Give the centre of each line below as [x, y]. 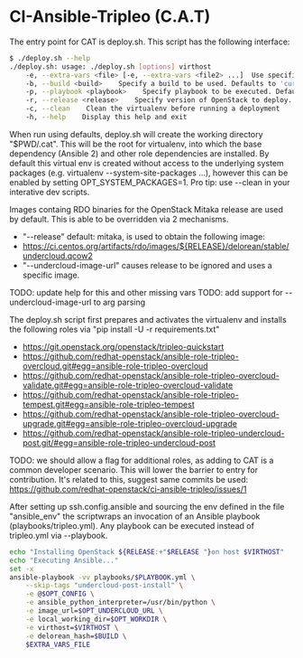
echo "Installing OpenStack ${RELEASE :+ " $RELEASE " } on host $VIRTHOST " [147, 552]
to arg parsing [119, 302]
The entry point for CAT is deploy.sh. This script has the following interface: [150, 42]
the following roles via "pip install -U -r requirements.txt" [115, 329]
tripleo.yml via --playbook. [59, 535]
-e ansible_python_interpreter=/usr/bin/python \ [121, 603]
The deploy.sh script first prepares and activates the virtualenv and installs [148, 319]
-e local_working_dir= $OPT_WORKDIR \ [96, 619]
